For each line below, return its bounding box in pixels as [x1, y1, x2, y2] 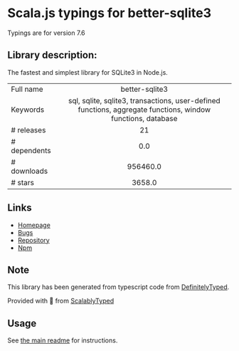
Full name [11, 84, 44, 94]
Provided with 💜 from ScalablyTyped [7, 297, 115, 305]
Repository [17, 236, 50, 244]
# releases [11, 125, 46, 135]
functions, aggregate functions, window [78, 105, 211, 115]
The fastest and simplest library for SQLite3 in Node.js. [7, 68, 169, 76]
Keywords [11, 105, 45, 115]
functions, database [111, 113, 178, 123]
